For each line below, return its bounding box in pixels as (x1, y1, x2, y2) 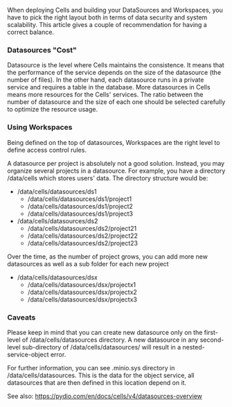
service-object (7, 350, 49, 358)
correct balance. (7, 28, 54, 36)
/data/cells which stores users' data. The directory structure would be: (7, 173, 208, 182)
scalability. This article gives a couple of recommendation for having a (7, 21, 208, 28)
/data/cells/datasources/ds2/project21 (27, 224, 137, 232)
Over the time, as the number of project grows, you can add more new (7, 252, 208, 261)
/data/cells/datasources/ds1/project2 (27, 202, 134, 210)
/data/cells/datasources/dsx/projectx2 (27, 288, 137, 296)
